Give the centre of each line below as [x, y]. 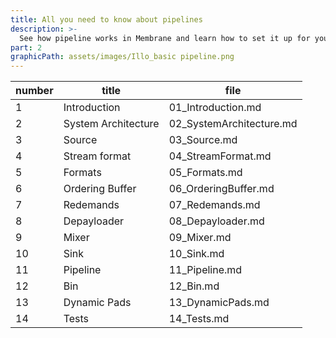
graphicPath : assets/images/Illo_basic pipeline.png [122, 57]
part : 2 [26, 47]
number [34, 91]
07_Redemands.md [214, 205]
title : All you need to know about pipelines [106, 19]
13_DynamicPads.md [219, 303]
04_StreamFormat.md [220, 156]
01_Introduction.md [215, 108]
